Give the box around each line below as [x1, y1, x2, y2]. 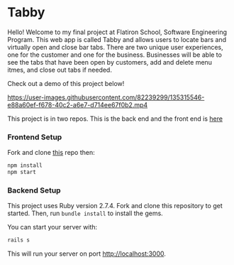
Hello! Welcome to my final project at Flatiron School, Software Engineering [7, 28, 227, 36]
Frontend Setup [7, 132, 62, 142]
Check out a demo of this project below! [7, 79, 125, 87]
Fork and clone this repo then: [7, 148, 96, 157]
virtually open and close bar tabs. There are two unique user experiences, [7, 43, 223, 51]
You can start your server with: [7, 223, 98, 232]
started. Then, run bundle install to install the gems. [7, 209, 163, 217]
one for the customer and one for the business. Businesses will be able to [7, 50, 222, 59]
